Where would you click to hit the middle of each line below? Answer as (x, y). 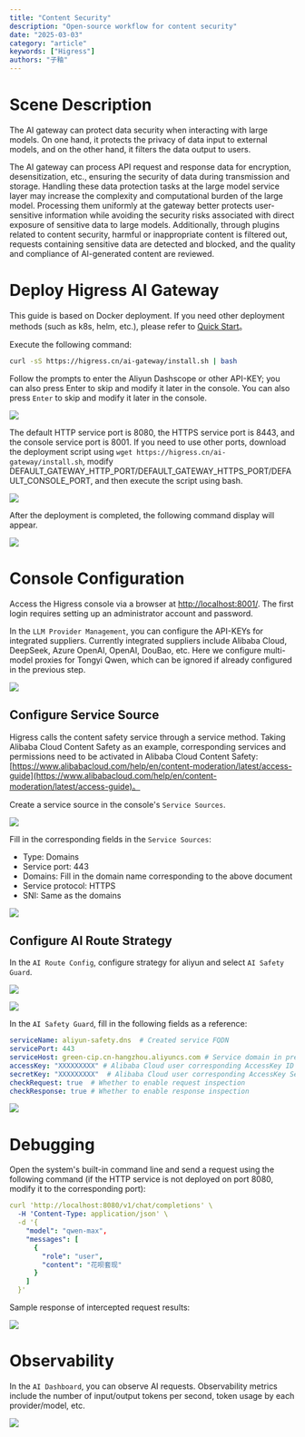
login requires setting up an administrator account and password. (132, 613)
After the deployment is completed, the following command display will (142, 515)
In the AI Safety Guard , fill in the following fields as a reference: (128, 1024)
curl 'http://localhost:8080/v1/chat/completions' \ (111, 1206)
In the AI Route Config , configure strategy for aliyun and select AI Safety (147, 962)
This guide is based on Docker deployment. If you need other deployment (147, 315)
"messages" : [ (52, 1239)
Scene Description (81, 105)
